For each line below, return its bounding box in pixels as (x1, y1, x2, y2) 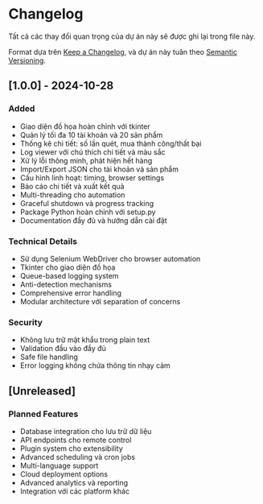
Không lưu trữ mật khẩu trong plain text (19, 335, 150, 345)
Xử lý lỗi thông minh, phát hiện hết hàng (19, 155, 153, 165)
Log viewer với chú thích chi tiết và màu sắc (19, 147, 166, 157)
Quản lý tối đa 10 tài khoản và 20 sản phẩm (19, 130, 163, 139)
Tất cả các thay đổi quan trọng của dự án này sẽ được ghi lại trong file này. (8, 31, 256, 41)
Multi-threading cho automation (19, 190, 125, 200)
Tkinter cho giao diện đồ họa (19, 262, 116, 272)
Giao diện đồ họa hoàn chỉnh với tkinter (19, 122, 150, 131)
